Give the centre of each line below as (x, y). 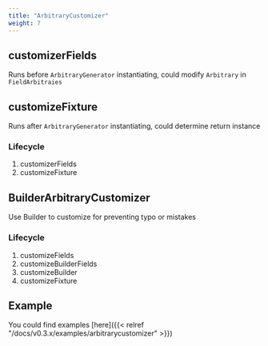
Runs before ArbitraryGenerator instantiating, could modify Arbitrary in (127, 75)
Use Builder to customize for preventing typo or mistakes (102, 217)
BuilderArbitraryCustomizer (79, 198)
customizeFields (47, 255)
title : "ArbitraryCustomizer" (59, 16)
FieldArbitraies (35, 82)
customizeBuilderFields (58, 264)
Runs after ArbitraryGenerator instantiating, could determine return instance (134, 126)
